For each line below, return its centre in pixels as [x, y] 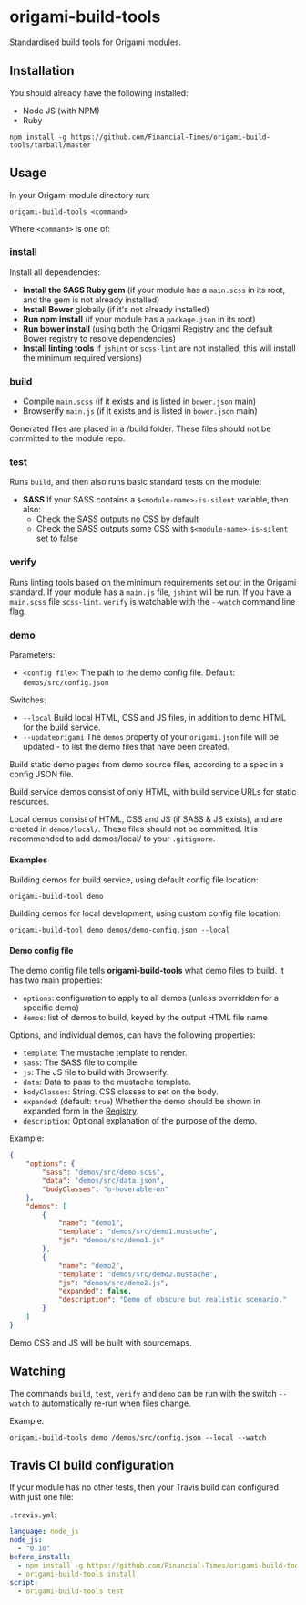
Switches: [28, 700]
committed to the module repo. [67, 438]
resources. [30, 802]
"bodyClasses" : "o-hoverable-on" [106, 1189]
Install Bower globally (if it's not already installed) [116, 309]
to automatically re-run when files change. [111, 1403]
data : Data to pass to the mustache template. [107, 1082]
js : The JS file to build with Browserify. [96, 1072]
